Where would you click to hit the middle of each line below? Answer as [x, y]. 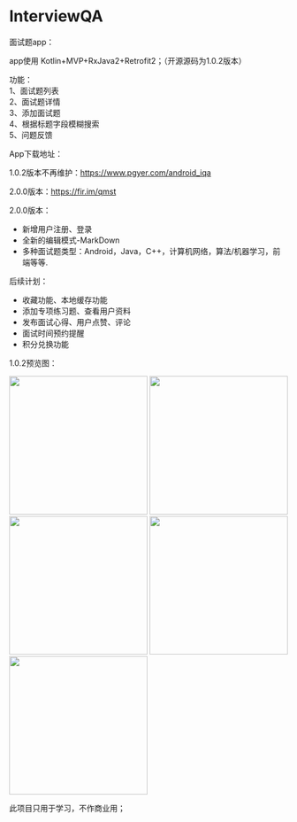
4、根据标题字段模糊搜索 [54, 124]
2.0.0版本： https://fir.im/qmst [63, 191]
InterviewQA [56, 16]
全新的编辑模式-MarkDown [71, 240]
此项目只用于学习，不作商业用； [67, 808]
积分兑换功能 [45, 344]
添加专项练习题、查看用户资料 [76, 311]
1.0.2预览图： [33, 363]
